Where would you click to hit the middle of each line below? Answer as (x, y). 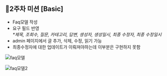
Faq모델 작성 (25, 22)
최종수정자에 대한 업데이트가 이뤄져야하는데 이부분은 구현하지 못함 (76, 47)
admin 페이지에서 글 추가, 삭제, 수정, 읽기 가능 (57, 40)
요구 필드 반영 (26, 28)
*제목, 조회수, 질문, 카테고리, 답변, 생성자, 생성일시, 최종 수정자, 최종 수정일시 (87, 34)
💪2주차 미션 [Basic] (34, 9)
